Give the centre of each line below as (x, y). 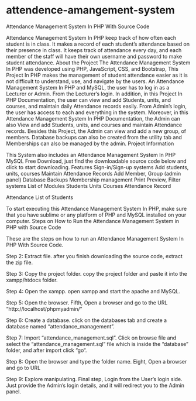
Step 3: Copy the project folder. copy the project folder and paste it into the (97, 273)
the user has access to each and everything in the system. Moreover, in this (97, 112)
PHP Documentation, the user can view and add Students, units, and (89, 100)
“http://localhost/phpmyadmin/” (44, 309)
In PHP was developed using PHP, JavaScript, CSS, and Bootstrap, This (92, 68)
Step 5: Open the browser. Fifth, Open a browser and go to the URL (87, 303)
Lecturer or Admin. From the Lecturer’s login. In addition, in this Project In (94, 94)
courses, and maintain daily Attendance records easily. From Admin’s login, (97, 106)
